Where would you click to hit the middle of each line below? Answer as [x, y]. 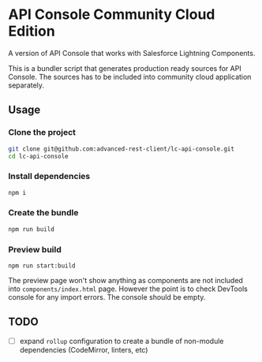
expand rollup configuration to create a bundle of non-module [122, 341]
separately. [26, 85]
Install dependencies [49, 177]
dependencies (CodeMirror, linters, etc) [84, 349]
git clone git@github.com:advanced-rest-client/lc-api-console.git [122, 149]
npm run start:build [42, 266]
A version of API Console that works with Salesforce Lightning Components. [132, 53]
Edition [32, 31]
